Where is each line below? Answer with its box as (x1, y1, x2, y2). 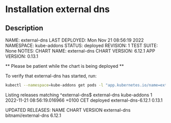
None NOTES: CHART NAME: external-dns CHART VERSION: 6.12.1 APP (5, 48, 155, 54)
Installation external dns (5, 4, 110, 15)
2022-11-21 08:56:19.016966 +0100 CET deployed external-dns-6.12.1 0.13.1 (5, 97, 163, 103)
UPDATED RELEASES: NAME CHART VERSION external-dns (5, 107, 131, 113)
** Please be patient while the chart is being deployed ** (5, 63, 124, 69)
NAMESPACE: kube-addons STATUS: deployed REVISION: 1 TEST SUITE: (5, 43, 158, 49)
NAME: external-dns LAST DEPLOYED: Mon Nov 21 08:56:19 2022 (5, 37, 144, 43)
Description (5, 24, 43, 32)
